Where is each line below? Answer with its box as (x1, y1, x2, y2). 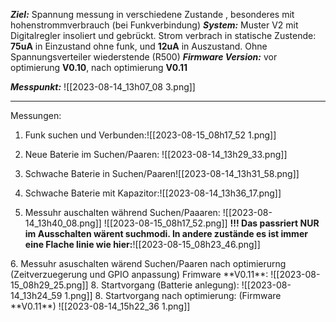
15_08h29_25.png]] (10, 279, 89, 291)
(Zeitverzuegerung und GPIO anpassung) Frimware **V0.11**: (10, 269, 269, 280)
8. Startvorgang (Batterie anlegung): (90, 279, 240, 291)
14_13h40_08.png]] (24, 217, 102, 229)
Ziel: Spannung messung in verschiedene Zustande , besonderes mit (10, 9, 295, 20)
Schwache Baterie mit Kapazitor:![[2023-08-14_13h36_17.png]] (24, 187, 282, 199)
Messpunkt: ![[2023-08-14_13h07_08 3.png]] (10, 81, 196, 93)
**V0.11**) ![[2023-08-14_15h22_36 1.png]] (10, 300, 191, 312)
